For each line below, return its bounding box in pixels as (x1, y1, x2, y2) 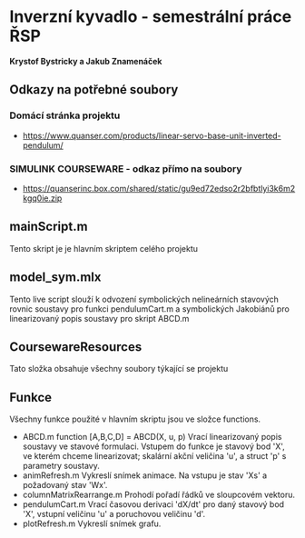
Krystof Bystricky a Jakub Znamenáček (9, 55, 162, 66)
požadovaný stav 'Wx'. (22, 480, 108, 491)
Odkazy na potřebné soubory (9, 82, 179, 97)
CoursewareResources (9, 339, 143, 354)
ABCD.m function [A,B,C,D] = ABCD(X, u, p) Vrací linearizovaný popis (22, 432, 282, 443)
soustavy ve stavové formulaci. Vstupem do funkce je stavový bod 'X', (22, 441, 286, 452)
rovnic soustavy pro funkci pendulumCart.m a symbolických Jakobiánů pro (9, 303, 290, 314)
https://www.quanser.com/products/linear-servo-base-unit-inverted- (22, 130, 281, 141)
